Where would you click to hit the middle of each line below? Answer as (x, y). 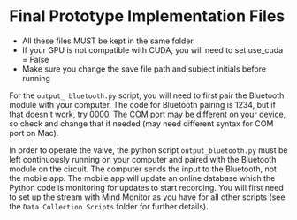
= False (35, 59)
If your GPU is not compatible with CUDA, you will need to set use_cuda (152, 49)
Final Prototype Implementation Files (147, 16)
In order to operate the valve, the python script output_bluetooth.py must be (148, 150)
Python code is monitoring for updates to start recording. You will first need (147, 187)
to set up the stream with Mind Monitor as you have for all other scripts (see (147, 197)
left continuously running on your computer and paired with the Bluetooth (143, 159)
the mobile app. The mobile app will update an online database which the (142, 178)
